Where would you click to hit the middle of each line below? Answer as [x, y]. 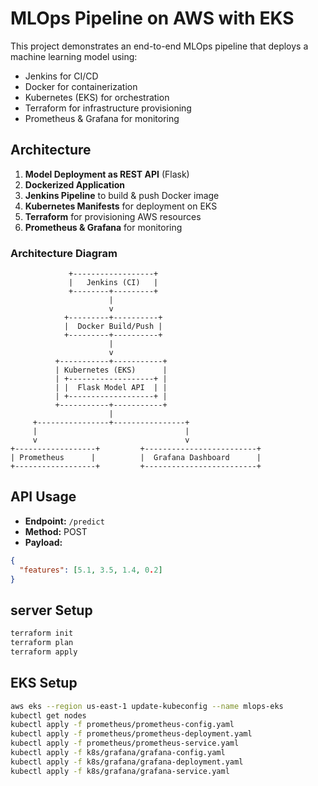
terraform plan [42, 643]
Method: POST [56, 531]
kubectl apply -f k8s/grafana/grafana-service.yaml [120, 771]
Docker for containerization [81, 86]
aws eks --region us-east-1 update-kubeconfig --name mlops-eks [147, 706]
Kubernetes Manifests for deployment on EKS [121, 206]
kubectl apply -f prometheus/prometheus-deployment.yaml [131, 734]
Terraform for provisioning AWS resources [113, 216]
